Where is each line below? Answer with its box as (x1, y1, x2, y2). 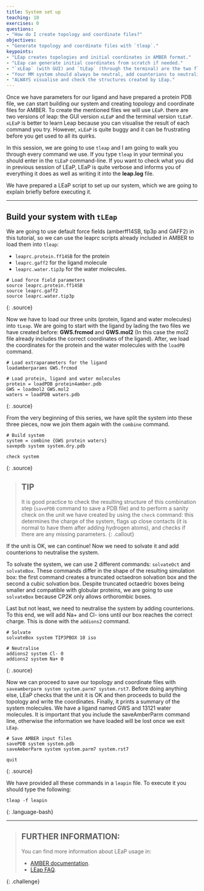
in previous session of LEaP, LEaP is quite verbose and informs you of (6, 164, 181, 171)
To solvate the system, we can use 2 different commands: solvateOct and (6, 561, 191, 568)
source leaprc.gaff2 (6, 287, 59, 294)
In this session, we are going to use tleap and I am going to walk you (6, 144, 178, 152)
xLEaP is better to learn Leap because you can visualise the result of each (6, 119, 190, 127)
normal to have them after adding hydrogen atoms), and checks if (21, 524, 186, 531)
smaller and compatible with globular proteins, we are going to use (6, 586, 173, 593)
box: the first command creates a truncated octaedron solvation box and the (6, 573, 197, 581)
